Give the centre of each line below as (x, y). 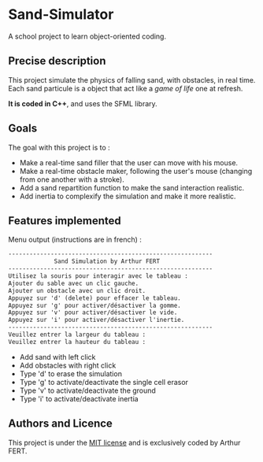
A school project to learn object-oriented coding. (87, 36)
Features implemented (65, 221)
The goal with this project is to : (59, 147)
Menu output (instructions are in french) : (75, 240)
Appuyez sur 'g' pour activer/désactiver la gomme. (94, 305)
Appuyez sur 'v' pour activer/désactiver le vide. (93, 312)
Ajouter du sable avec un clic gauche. (74, 283)
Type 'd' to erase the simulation (70, 373)
